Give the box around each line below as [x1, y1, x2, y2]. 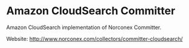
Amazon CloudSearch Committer [6, 4, 176, 18]
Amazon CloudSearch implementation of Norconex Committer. [6, 24, 162, 31]
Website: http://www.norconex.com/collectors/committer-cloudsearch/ [6, 35, 183, 42]
